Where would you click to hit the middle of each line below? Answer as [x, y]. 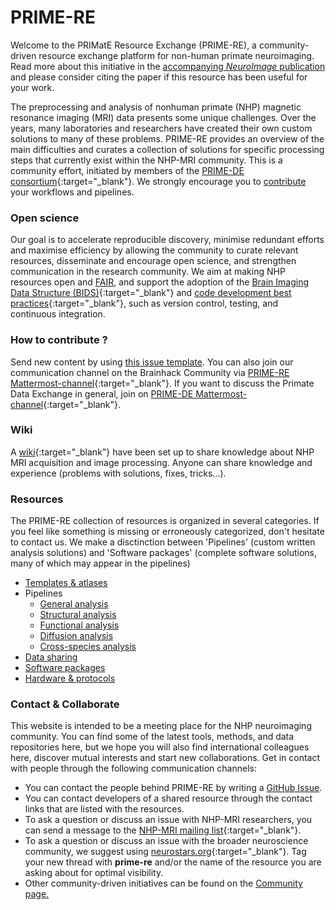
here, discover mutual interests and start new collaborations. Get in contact [165, 758]
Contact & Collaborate [65, 704]
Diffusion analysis [76, 636]
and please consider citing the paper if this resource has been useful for [159, 77]
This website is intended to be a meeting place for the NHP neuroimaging [161, 726]
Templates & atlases [66, 583]
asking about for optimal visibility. [94, 873]
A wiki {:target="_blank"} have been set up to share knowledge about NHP [162, 452]
